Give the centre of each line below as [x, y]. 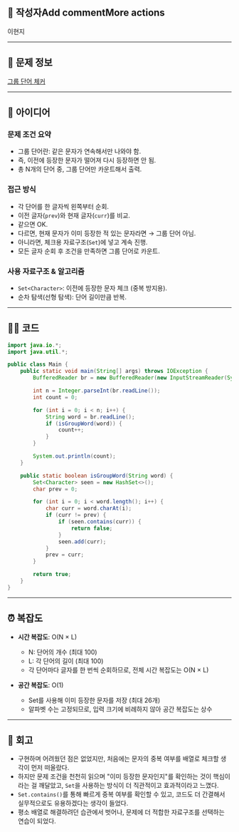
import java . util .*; [38, 351]
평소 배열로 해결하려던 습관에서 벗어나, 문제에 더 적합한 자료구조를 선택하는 [121, 812]
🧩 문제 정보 [30, 63]
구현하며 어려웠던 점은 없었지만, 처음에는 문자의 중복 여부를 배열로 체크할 [118, 759]
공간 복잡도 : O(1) [41, 685]
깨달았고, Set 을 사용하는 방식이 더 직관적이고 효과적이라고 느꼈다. [129, 786]
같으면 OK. [33, 224]
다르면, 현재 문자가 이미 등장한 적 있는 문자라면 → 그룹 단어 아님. [107, 233]
